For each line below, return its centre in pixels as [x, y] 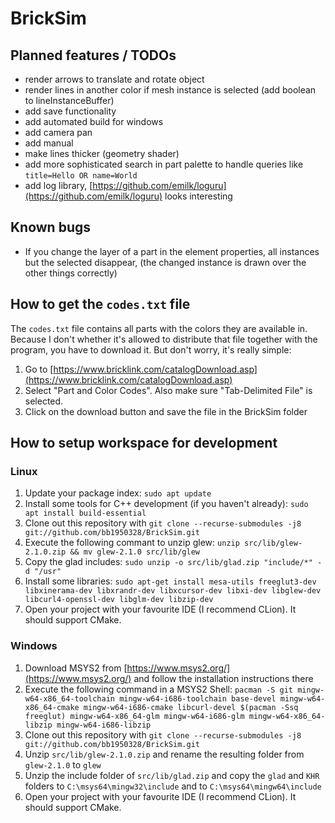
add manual [49, 143]
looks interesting [198, 196]
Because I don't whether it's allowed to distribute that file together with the [164, 339]
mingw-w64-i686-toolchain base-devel [198, 698]
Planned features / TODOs [93, 55]
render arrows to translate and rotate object [114, 79]
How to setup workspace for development [144, 443]
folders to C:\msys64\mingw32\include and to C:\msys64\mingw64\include [173, 786]
